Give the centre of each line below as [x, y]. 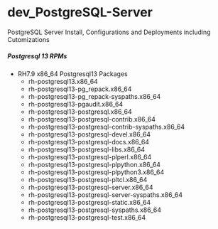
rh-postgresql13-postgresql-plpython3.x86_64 [96, 172]
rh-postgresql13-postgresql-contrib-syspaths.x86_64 [107, 127]
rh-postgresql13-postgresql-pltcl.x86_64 [88, 179]
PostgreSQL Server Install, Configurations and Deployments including [109, 32]
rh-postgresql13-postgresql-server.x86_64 [91, 187]
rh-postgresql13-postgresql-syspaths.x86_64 [95, 210]
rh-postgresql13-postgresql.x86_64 [80, 112]
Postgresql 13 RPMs [37, 56]
